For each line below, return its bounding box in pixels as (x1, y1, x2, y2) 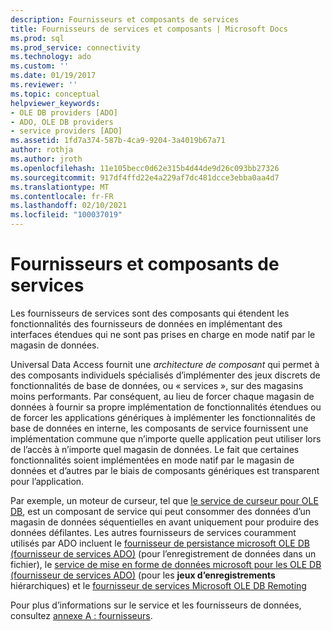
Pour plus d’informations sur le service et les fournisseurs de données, (10, 599, 302, 611)
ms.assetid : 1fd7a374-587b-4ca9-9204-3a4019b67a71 (10, 136, 226, 146)
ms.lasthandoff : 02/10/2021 (10, 201, 128, 211)
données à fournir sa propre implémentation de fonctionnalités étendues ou (10, 401, 322, 413)
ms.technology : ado (10, 52, 92, 62)
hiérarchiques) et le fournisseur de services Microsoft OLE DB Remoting (10, 579, 307, 591)
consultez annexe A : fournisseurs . (10, 609, 153, 621)
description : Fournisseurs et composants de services (10, 14, 240, 25)
